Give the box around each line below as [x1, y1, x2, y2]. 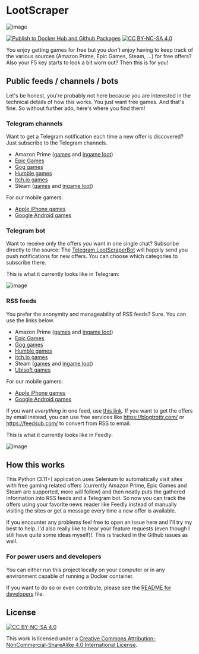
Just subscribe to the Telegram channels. [6, 139, 108, 146]
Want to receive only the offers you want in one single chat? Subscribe [6, 240, 179, 247]
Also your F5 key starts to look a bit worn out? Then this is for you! [6, 59, 169, 66]
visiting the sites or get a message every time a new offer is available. [6, 507, 176, 514]
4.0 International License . [75, 641, 138, 648]
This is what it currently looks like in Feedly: [6, 431, 113, 438]
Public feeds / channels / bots [6, 76, 119, 86]
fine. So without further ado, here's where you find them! [6, 105, 146, 112]
